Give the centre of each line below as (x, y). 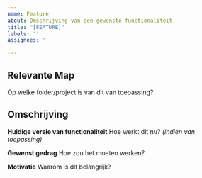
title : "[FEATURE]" (36, 27)
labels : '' (23, 34)
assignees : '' (28, 40)
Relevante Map (41, 75)
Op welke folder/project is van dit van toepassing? (80, 92)
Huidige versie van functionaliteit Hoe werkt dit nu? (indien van (101, 131)
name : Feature (28, 14)
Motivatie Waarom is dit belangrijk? (59, 167)
